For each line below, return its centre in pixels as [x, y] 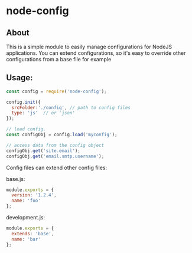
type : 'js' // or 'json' [43, 113]
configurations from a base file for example [59, 59]
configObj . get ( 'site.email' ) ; [43, 151]
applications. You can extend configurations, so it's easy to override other [96, 53]
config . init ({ [24, 102]
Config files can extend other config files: [57, 167]
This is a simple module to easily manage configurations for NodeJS [89, 47]
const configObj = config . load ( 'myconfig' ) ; [62, 135]
